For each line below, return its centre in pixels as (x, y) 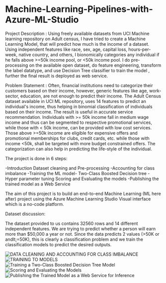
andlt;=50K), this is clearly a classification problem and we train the (74, 239)
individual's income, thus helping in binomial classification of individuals (79, 106)
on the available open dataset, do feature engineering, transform (95, 65)
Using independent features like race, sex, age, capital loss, (66, 49)
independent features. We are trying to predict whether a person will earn (81, 229)
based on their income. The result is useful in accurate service (69, 112)
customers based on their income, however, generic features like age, (77, 91)
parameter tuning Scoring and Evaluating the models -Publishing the (89, 179)
